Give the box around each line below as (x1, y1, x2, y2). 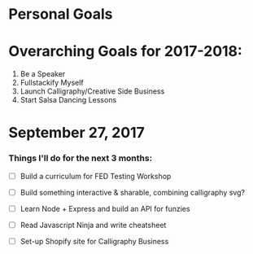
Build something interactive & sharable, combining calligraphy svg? (20, 187, 246, 197)
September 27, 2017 (8, 124, 145, 142)
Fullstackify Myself (20, 78, 84, 88)
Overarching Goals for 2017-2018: (8, 42, 242, 61)
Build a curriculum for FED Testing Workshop (20, 171, 172, 181)
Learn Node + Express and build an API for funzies (20, 204, 190, 213)
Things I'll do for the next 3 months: (8, 152, 153, 164)
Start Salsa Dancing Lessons (20, 95, 117, 105)
